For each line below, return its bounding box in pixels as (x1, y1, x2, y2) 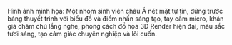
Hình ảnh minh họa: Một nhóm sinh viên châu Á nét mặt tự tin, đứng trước (7, 7, 223, 15)
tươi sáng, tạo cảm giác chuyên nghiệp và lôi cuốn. (7, 29, 157, 38)
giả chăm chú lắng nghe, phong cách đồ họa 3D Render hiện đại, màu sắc (7, 22, 225, 30)
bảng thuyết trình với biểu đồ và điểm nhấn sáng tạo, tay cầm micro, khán (7, 14, 224, 23)
